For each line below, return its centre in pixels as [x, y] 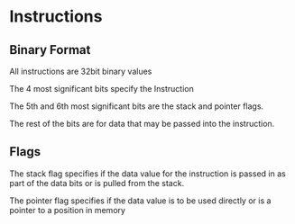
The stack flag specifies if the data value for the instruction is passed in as [147, 174]
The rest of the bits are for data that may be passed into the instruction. [142, 124]
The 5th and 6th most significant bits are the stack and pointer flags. [137, 106]
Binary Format [50, 50]
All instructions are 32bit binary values [81, 71]
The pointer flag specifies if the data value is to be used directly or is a [140, 201]
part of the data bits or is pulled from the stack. [97, 183]
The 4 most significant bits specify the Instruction [101, 89]
